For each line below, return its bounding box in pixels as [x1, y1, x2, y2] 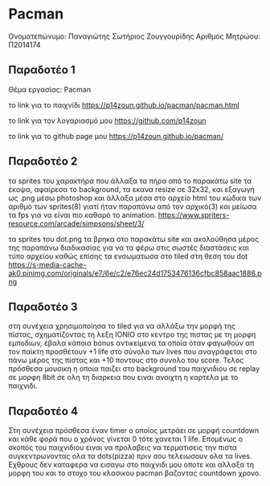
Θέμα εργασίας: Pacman [8, 84, 91, 94]
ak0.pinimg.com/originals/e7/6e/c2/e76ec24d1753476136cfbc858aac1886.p [8, 268, 262, 278]
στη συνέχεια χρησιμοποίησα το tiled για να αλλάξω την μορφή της [8, 321, 236, 331]
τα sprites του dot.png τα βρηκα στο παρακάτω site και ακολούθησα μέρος [8, 234, 260, 243]
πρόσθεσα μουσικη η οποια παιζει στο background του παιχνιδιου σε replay [8, 364, 260, 374]
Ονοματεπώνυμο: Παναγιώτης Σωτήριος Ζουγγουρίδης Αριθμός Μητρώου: [8, 31, 261, 41]
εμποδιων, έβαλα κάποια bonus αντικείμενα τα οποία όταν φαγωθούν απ [8, 338, 255, 348]
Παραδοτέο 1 [8, 63, 76, 77]
